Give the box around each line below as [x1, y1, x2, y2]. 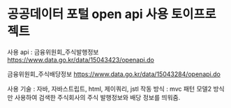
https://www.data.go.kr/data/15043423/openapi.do [7, 55, 155, 64]
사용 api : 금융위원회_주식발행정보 [7, 48, 99, 56]
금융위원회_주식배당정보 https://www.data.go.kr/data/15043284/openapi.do [7, 70, 221, 78]
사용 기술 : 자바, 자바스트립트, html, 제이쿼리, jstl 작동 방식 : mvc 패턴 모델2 [7, 84, 211, 93]
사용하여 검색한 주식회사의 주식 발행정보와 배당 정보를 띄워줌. [14, 93, 181, 101]
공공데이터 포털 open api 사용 [7, 6, 169, 22]
